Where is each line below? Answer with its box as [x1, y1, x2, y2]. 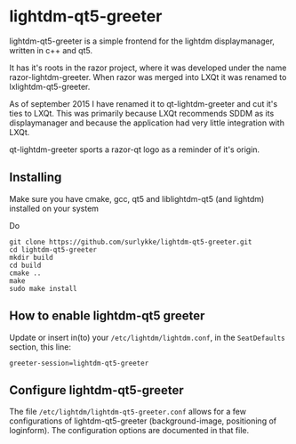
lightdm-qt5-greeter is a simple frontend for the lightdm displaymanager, [9, 36, 276, 46]
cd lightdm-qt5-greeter [9, 245, 98, 254]
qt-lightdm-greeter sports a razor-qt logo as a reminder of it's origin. [9, 144, 260, 155]
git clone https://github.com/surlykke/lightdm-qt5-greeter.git [9, 238, 252, 246]
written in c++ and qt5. [9, 44, 93, 55]
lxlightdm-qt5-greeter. [9, 81, 91, 92]
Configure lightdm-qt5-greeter [9, 383, 184, 398]
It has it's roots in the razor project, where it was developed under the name [9, 62, 287, 73]
